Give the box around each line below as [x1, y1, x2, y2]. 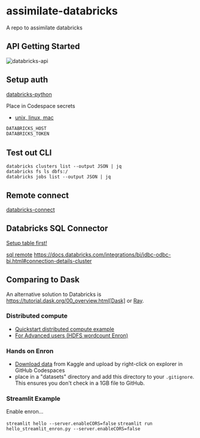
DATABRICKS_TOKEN [6, 131, 50, 137]
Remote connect [6, 190, 69, 200]
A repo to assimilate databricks [6, 24, 83, 31]
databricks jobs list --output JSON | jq [6, 174, 111, 180]
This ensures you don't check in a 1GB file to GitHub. [14, 379, 145, 387]
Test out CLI [6, 147, 52, 158]
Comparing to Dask [6, 274, 80, 285]
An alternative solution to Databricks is [6, 291, 102, 298]
